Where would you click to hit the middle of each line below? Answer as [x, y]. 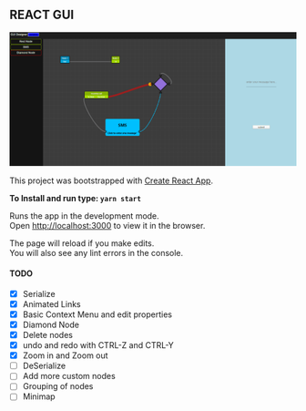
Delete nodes [47, 335]
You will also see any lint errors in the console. [97, 252]
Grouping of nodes [58, 386]
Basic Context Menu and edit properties [97, 314]
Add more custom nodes [69, 376]
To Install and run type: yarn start [75, 198]
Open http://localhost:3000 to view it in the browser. [107, 225]
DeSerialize [44, 366]
